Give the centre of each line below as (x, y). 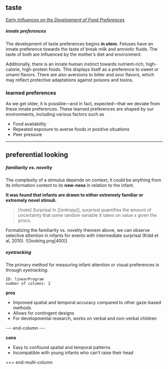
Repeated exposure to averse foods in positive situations (71, 129)
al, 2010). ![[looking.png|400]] (37, 241)
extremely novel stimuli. (31, 200)
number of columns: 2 (28, 284)
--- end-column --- (25, 328)
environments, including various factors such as (55, 114)
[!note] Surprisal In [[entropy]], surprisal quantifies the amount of (84, 210)
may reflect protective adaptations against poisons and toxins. (70, 80)
